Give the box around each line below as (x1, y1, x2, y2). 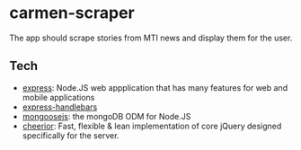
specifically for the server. (22, 129, 120, 141)
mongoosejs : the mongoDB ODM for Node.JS (22, 110, 191, 121)
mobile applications (22, 92, 95, 102)
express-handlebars (22, 101, 98, 112)
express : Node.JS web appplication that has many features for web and (22, 82, 288, 93)
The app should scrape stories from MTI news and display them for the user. (9, 32, 293, 43)
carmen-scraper (9, 3, 135, 23)
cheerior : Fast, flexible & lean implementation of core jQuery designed (22, 120, 282, 131)
